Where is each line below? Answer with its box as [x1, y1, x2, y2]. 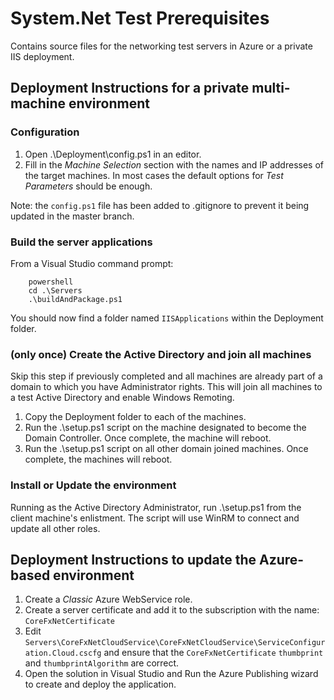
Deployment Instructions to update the [10, 551, 257, 568]
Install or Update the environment [10, 478, 177, 492]
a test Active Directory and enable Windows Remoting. [10, 392, 235, 404]
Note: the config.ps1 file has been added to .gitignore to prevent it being [10, 199, 310, 211]
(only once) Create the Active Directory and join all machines [10, 347, 312, 361]
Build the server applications [10, 235, 153, 249]
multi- [251, 80, 291, 97]
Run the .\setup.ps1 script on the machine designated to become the [24, 422, 307, 434]
